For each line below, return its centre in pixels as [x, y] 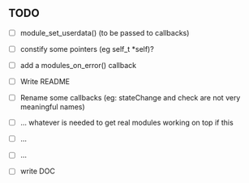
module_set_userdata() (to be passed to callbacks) [105, 32]
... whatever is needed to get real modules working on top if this [127, 123]
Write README [45, 81]
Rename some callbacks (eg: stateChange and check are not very [130, 98]
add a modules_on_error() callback [78, 65]
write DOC [37, 171]
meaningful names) [52, 107]
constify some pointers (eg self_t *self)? [87, 49]
